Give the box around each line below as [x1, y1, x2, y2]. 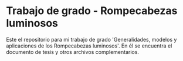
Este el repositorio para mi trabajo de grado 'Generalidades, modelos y [6, 36, 177, 43]
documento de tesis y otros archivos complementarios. [6, 48, 140, 55]
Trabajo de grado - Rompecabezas [6, 4, 178, 18]
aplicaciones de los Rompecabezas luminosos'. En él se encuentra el [6, 42, 172, 49]
